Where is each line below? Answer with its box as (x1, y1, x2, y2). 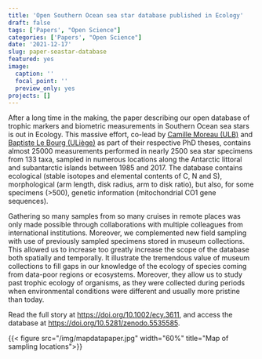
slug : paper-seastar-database (8, 48, 107, 56)
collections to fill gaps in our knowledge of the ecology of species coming (8, 262, 247, 271)
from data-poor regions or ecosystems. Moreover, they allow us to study (8, 270, 243, 279)
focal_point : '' (15, 77, 68, 85)
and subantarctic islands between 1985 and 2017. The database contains (8, 163, 243, 172)
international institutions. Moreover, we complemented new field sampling (8, 228, 247, 238)
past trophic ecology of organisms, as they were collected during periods (8, 278, 246, 288)
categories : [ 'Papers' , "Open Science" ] (8, 33, 143, 42)
